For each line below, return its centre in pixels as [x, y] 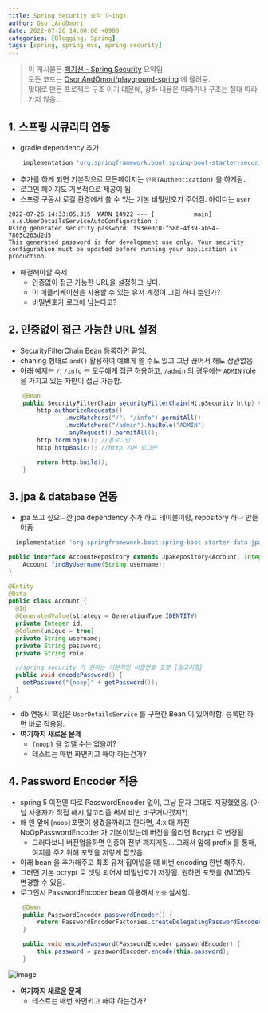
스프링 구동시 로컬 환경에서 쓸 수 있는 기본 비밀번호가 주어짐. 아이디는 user [135, 199]
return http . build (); [73, 462]
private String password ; [59, 646]
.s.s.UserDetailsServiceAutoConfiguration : [83, 221]
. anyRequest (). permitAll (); [112, 433]
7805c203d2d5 [30, 235]
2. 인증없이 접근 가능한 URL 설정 [83, 330]
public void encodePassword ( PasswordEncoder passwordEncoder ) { [132, 944]
